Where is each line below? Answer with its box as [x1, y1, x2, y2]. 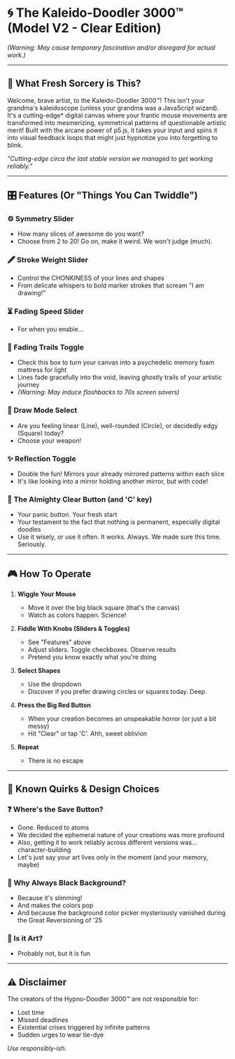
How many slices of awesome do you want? [17, 229, 145, 239]
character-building [17, 845, 71, 854]
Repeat [17, 743, 39, 751]
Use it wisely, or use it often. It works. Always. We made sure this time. [17, 533, 222, 541]
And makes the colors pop [17, 901, 94, 910]
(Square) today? [17, 429, 64, 437]
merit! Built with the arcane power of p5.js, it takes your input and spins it [7, 126, 218, 134]
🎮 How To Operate [7, 568, 92, 580]
